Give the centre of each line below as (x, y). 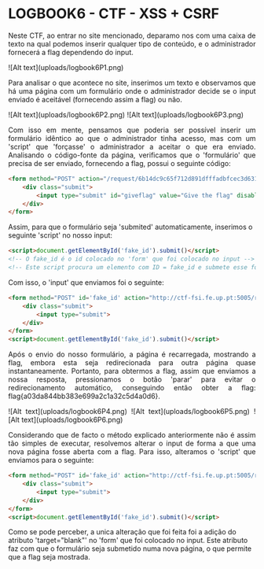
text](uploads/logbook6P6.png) (72, 420)
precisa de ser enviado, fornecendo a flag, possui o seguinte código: (119, 163)
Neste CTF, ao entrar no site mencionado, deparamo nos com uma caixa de (132, 35)
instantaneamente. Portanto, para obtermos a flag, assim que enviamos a (132, 371)
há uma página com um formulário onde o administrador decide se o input (132, 91)
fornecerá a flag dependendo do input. (71, 52)
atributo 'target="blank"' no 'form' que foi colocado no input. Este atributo (128, 541)
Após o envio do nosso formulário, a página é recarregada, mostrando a (132, 354)
